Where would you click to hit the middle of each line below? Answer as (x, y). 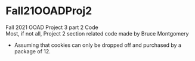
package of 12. (32, 51)
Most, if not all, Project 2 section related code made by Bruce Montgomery (97, 33)
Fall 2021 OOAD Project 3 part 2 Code (52, 27)
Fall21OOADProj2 (49, 11)
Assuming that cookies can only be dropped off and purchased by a (98, 45)
